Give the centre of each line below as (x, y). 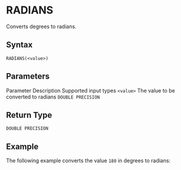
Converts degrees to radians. (41, 26)
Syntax (19, 45)
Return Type (29, 115)
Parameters (28, 76)
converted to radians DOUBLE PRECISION (53, 97)
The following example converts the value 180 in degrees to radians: (88, 161)
